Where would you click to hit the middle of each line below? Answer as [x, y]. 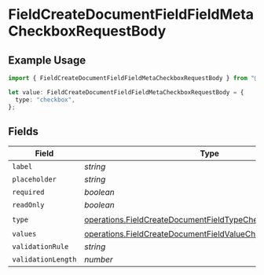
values [24, 234]
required [28, 192]
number [98, 259]
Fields [24, 131]
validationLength [44, 260]
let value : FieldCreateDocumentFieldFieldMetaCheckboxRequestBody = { [126, 92]
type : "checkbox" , [46, 100]
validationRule [40, 247]
